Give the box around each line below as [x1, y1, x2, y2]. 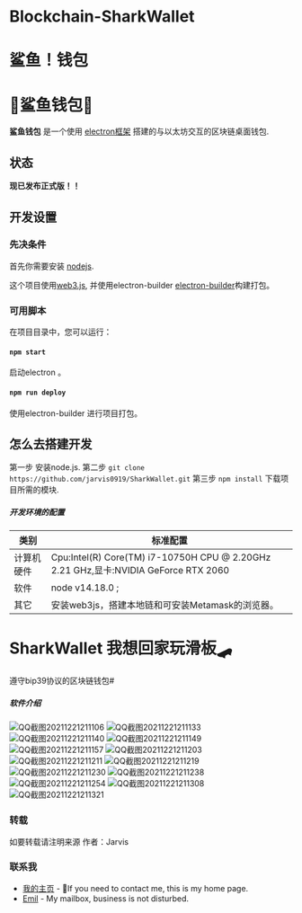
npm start [9, 348, 47, 357]
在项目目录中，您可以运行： [9, 326, 112, 338]
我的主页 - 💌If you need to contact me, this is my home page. [22, 882, 249, 893]
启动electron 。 [9, 367, 66, 378]
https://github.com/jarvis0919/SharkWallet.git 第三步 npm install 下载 [9, 474, 281, 484]
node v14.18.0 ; [50, 581, 120, 594]
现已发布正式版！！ [9, 181, 81, 191]
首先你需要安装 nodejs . [9, 261, 94, 271]
